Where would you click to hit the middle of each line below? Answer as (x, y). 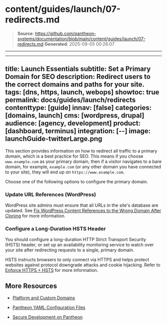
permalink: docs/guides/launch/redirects (70, 100)
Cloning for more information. (35, 216)
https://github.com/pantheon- (66, 33)
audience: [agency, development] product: (73, 123)
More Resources (31, 286)
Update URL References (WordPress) (51, 194)
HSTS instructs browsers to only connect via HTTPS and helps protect (77, 260)
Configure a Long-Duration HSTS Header (55, 229)
